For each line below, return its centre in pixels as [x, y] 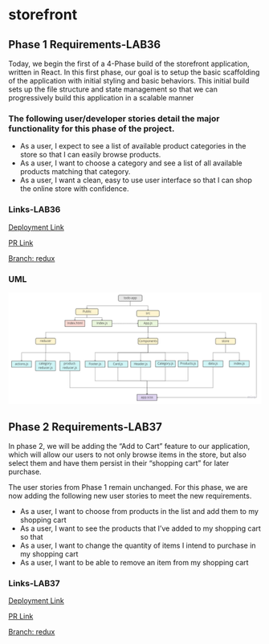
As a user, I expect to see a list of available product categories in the [133, 146]
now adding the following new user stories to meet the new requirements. [130, 496]
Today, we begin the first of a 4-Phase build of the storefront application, [129, 63]
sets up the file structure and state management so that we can [113, 89]
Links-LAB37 [34, 584]
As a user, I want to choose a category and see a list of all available [131, 163]
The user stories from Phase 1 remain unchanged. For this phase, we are [128, 487]
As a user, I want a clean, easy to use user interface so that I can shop [136, 180]
